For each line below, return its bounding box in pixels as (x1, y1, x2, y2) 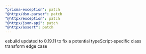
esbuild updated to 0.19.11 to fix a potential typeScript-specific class (5, 38, 142, 44)
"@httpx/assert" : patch (5, 25, 54, 30)
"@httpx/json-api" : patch (5, 20, 58, 26)
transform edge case (5, 43, 48, 49)
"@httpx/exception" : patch (5, 16, 60, 21)
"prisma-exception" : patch (5, 7, 60, 12)
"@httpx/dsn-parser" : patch (5, 12, 63, 16)
